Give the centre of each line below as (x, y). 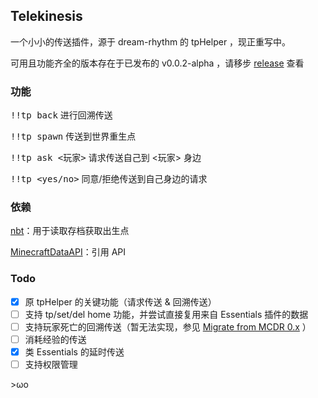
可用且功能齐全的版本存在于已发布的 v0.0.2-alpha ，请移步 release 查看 (157, 63)
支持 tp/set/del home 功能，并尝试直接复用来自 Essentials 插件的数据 (166, 314)
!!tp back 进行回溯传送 (61, 115)
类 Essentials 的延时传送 (74, 351)
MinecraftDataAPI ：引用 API (68, 252)
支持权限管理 (51, 365)
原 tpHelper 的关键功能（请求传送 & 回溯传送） (120, 301)
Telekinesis (46, 16)
